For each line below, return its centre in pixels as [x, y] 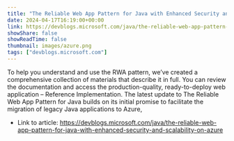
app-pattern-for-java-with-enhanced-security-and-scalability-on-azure [120, 130]
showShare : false [32, 33]
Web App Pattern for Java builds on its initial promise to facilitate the [106, 101]
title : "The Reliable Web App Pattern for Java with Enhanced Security [113, 14]
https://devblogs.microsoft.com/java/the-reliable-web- [138, 122]
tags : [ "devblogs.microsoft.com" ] [57, 53]
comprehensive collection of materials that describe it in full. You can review [117, 79]
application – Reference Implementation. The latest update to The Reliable [113, 94]
